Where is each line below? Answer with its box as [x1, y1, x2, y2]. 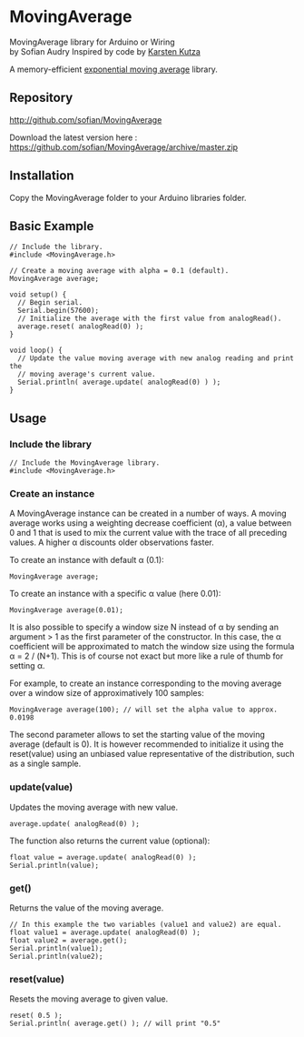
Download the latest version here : [9, 132, 138, 143]
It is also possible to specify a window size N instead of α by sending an [9, 621, 279, 633]
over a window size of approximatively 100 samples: [9, 688, 204, 699]
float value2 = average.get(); [9, 935, 128, 945]
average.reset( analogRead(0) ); [17, 322, 144, 331]
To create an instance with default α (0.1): [9, 555, 165, 566]
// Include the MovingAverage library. [9, 458, 161, 468]
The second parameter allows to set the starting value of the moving [9, 730, 266, 740]
